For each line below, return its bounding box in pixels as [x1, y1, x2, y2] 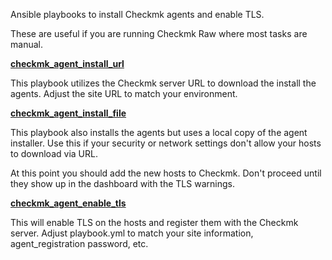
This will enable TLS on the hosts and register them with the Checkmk [10, 217, 299, 228]
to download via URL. [10, 148, 98, 159]
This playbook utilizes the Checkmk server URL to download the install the [10, 77, 317, 89]
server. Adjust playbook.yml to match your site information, [10, 227, 254, 239]
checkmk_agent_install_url [10, 58, 125, 69]
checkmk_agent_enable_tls [10, 197, 127, 209]
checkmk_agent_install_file [10, 107, 127, 119]
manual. [10, 39, 43, 50]
